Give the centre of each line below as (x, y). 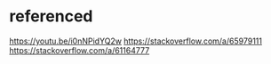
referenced (51, 16)
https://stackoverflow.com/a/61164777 (80, 50)
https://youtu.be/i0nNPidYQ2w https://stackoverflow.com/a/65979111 (135, 41)
